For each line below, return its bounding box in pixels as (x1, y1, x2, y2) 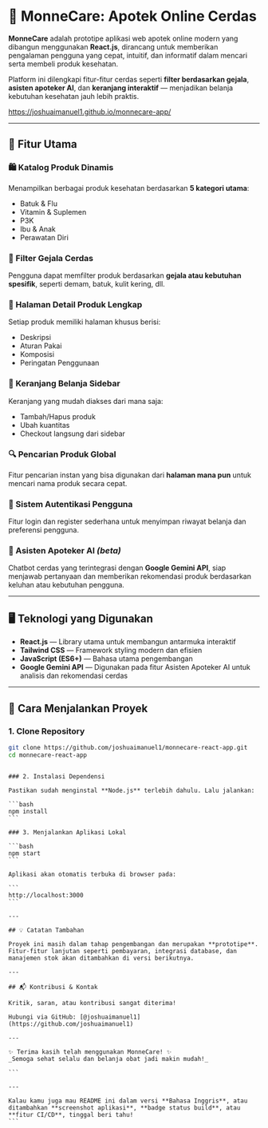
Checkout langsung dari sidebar (19, 429, 126, 438)
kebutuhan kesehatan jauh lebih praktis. (8, 91, 140, 101)
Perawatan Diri (19, 232, 69, 242)
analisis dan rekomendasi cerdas (19, 671, 128, 681)
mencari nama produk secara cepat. (8, 478, 128, 488)
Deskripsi (19, 333, 52, 342)
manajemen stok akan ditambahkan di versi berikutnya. (8, 954, 195, 962)
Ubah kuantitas (19, 420, 70, 429)
